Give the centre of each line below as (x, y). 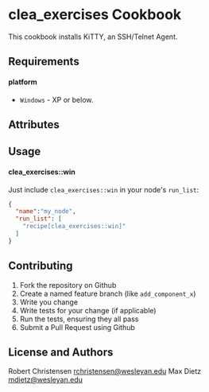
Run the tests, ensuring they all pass (79, 319)
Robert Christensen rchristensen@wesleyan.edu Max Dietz (105, 371)
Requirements (44, 62)
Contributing (41, 266)
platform (23, 82)
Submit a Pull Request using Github (77, 327)
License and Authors (61, 352)
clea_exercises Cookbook (95, 15)
